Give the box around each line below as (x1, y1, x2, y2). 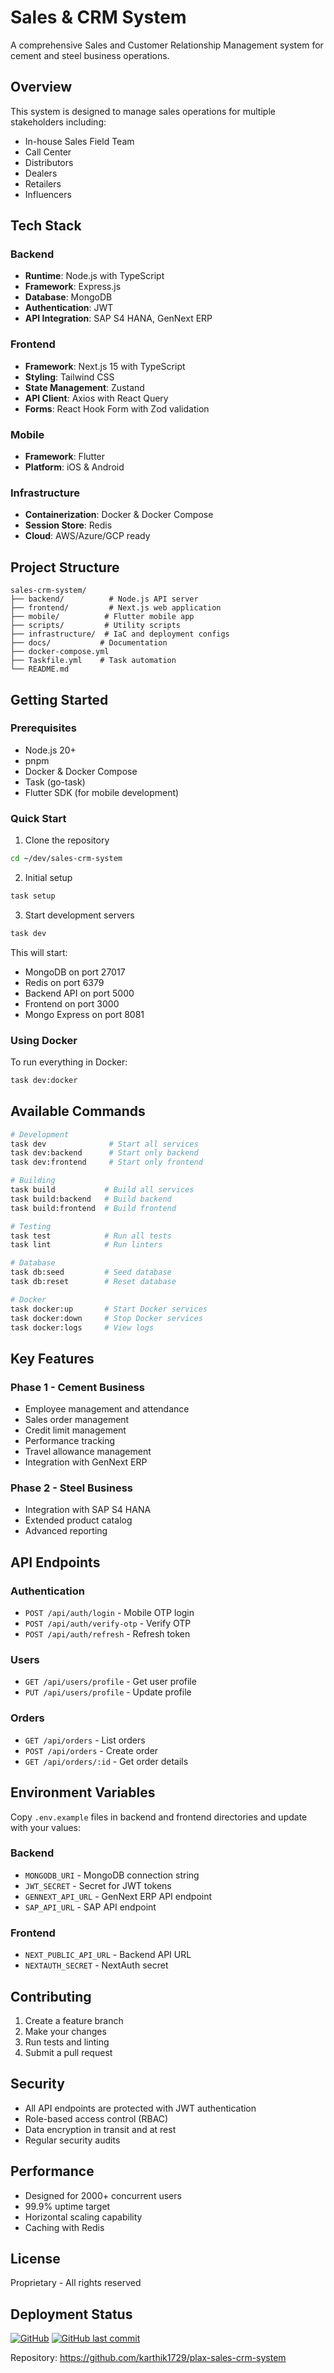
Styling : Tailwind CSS (24, 371, 115, 383)
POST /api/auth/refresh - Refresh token (24, 1628, 191, 1640)
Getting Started (10, 691, 109, 708)
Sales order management (24, 1414, 130, 1426)
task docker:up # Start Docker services (10, 1304, 208, 1314)
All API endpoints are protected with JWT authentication (24, 2102, 257, 2114)
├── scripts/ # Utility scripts (10, 621, 182, 631)
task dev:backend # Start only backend (10, 1148, 199, 1158)
